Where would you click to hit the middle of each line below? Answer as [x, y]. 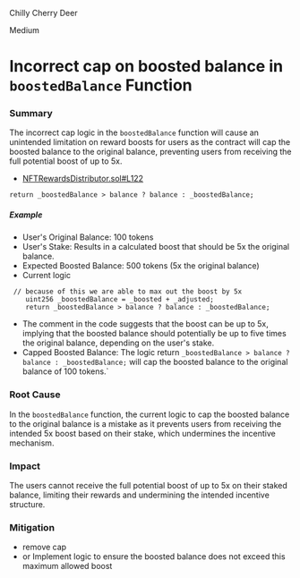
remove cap [44, 547]
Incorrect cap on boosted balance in [146, 67]
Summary [31, 114]
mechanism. [32, 443]
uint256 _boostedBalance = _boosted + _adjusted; [120, 300]
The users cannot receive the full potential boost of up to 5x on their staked [149, 486]
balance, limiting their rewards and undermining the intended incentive [140, 495]
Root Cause [35, 395]
